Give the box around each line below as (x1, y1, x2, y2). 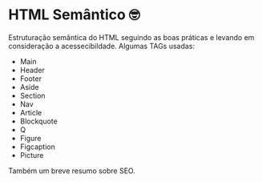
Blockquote (19, 116, 58, 126)
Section (19, 91, 46, 100)
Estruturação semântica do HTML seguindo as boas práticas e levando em (8, 32, 255, 42)
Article (19, 107, 42, 117)
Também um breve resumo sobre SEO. (8, 166, 136, 176)
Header (19, 65, 46, 75)
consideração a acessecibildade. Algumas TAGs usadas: (8, 41, 195, 51)
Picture (19, 150, 44, 160)
